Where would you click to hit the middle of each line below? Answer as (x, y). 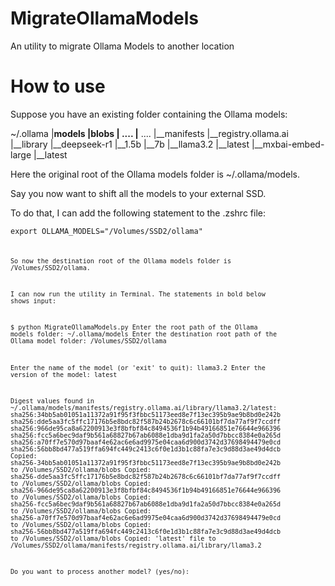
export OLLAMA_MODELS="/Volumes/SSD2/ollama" (106, 231)
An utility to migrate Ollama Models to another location (122, 46)
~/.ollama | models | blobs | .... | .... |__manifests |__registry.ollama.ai (149, 133)
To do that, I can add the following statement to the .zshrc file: (138, 213)
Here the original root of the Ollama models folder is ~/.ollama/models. (155, 174)
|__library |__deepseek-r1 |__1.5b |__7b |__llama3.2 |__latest (130, 144)
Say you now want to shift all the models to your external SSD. (138, 193)
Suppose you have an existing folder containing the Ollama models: (149, 114)
